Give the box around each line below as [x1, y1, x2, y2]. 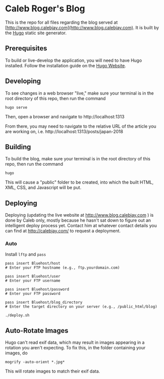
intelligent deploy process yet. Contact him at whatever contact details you [5, 223, 157, 229]
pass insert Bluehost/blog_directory [5, 300, 83, 305]
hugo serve [5, 105, 28, 110]
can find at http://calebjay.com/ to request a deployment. [5, 228, 121, 234]
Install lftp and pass [5, 251, 46, 257]
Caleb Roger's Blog [5, 3, 85, 14]
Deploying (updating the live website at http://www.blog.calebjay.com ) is [5, 212, 154, 218]
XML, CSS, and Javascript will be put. [5, 185, 82, 190]
